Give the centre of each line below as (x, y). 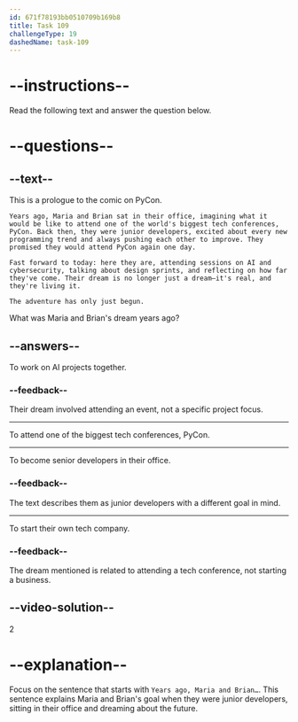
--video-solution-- (62, 608)
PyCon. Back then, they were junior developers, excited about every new (149, 232)
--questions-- (61, 146)
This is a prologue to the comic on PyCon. (86, 200)
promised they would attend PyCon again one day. (103, 248)
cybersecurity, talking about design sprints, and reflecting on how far (149, 271)
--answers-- (44, 346)
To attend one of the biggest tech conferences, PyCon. (110, 435)
